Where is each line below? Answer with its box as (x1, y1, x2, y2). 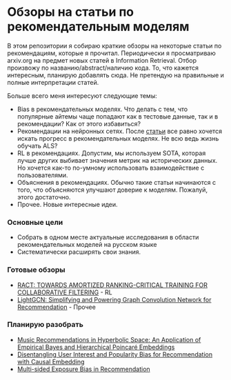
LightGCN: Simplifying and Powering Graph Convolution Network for (17, 295, 212, 303)
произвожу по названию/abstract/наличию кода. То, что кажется (7, 63, 199, 72)
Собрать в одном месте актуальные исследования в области (17, 233, 199, 241)
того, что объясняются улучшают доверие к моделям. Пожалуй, (17, 186, 208, 194)
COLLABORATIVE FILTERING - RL (17, 288, 112, 297)
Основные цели (7, 217, 63, 227)
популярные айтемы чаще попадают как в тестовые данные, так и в (17, 112, 219, 121)
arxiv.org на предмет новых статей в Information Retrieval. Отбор (7, 56, 197, 64)
